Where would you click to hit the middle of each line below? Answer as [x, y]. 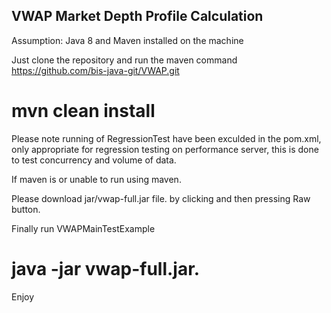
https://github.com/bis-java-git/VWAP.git [95, 70]
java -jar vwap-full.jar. [106, 268]
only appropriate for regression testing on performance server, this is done [165, 149]
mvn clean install [83, 111]
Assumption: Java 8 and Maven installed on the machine [127, 40]
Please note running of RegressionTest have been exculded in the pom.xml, [166, 138]
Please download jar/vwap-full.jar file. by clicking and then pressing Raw [161, 198]
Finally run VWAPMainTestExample [83, 228]
